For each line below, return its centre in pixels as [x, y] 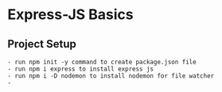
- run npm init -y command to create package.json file [102, 62]
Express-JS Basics [71, 15]
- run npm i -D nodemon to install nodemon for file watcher [111, 76]
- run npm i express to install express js [81, 69]
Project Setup [42, 44]
